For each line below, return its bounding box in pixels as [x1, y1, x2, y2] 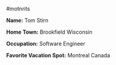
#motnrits [6, 5, 31, 12]
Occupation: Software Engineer [6, 40, 85, 47]
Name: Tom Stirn [6, 17, 49, 23]
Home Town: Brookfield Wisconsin [6, 28, 93, 36]
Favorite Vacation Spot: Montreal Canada [6, 52, 110, 59]
